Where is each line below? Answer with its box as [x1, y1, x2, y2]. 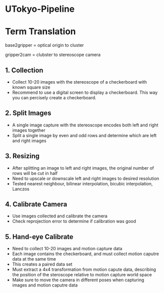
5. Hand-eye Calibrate [5, 233, 73, 241]
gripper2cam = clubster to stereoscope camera [5, 52, 101, 58]
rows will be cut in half [12, 170, 58, 176]
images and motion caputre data [12, 282, 78, 288]
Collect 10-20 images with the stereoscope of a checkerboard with [12, 79, 147, 85]
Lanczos [12, 186, 29, 192]
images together [12, 127, 46, 133]
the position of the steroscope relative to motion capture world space [12, 272, 152, 278]
